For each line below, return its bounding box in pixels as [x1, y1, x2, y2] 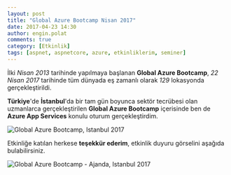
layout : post [7, 10, 45, 17]
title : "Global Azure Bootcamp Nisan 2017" [7, 17, 136, 24]
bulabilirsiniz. [7, 146, 45, 155]
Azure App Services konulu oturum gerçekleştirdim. [7, 111, 159, 120]
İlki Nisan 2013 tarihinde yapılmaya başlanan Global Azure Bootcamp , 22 [7, 68, 218, 77]
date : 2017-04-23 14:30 [7, 23, 77, 30]
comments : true [7, 36, 52, 43]
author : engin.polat [7, 29, 68, 37]
